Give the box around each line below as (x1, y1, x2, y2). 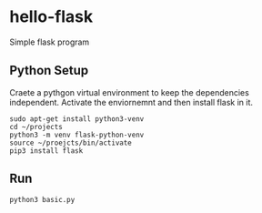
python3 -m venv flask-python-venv (9, 130, 145, 139)
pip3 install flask (9, 146, 84, 156)
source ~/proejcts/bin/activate (9, 138, 132, 147)
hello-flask (9, 6, 94, 27)
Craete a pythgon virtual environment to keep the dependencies (9, 86, 250, 97)
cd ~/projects (9, 122, 64, 131)
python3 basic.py (9, 195, 76, 204)
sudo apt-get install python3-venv (9, 114, 145, 124)
